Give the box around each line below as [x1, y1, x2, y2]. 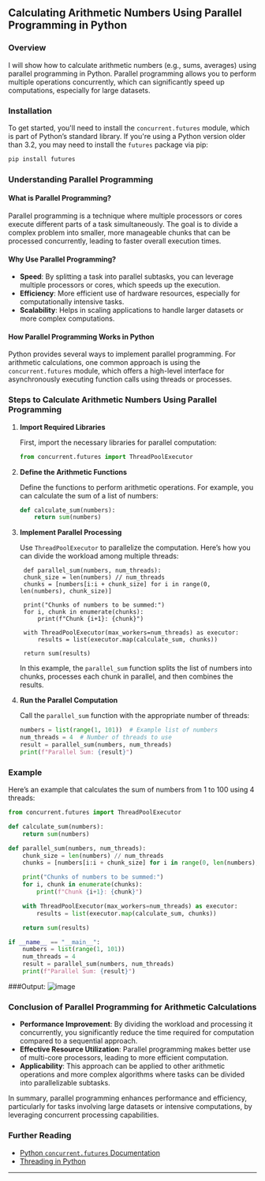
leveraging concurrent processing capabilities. [8, 1110, 159, 1120]
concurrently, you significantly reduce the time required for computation [19, 1028, 255, 1037]
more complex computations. [19, 314, 115, 323]
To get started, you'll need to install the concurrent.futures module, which [8, 122, 250, 133]
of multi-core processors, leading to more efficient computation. [19, 1053, 229, 1063]
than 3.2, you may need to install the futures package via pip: [8, 140, 209, 149]
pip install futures [8, 155, 77, 163]
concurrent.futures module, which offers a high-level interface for [8, 367, 225, 376]
